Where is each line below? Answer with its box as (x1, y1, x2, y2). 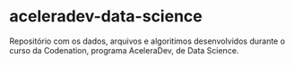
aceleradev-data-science (9, 6, 203, 27)
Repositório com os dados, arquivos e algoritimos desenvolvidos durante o (9, 36, 285, 46)
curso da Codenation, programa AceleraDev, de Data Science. (9, 45, 239, 55)
